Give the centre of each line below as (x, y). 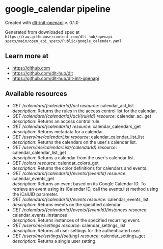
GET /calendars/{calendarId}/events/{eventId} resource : (69, 173)
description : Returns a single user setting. (54, 241)
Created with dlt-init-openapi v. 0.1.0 (42, 23)
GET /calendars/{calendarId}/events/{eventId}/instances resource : (80, 210)
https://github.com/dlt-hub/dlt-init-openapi (55, 78)
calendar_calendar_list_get (39, 152)
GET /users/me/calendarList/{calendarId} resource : (65, 147)
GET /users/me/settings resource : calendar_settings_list (69, 225)
